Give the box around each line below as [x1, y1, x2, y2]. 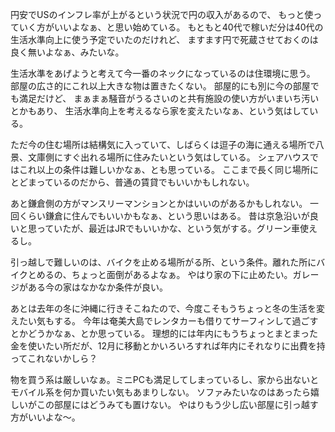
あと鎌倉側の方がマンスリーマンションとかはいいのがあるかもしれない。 [10, 198, 308, 209]
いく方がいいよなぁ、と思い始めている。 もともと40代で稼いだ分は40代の [18, 21, 324, 33]
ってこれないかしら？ [10, 353, 98, 364]
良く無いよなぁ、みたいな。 [10, 46, 125, 58]
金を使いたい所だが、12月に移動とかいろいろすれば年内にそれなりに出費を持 [10, 340, 326, 352]
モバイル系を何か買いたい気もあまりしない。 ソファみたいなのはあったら [10, 386, 311, 398]
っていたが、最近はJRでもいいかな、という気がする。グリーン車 [36, 223, 301, 234]
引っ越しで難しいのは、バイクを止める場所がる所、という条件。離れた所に [10, 256, 317, 268]
